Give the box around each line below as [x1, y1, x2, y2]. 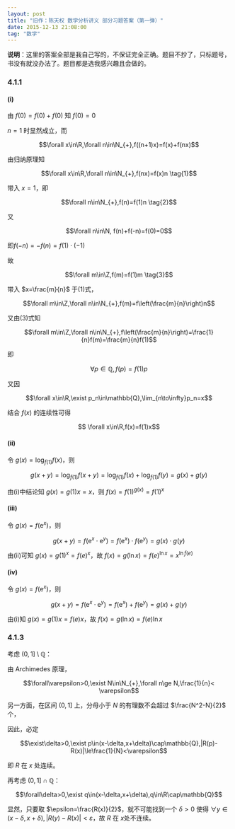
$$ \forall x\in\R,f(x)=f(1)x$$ [77, 422, 161, 431]
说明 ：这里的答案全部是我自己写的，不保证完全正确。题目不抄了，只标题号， [7, 50, 231, 59]
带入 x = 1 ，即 [7, 184, 48, 192]
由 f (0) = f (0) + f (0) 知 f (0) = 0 [7, 111, 96, 120]
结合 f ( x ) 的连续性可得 [7, 408, 71, 417]
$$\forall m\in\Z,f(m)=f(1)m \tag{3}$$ [64, 270, 173, 279]
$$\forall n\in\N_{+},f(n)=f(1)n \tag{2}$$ [61, 198, 177, 207]
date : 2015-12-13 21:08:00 [7, 23, 87, 30]
